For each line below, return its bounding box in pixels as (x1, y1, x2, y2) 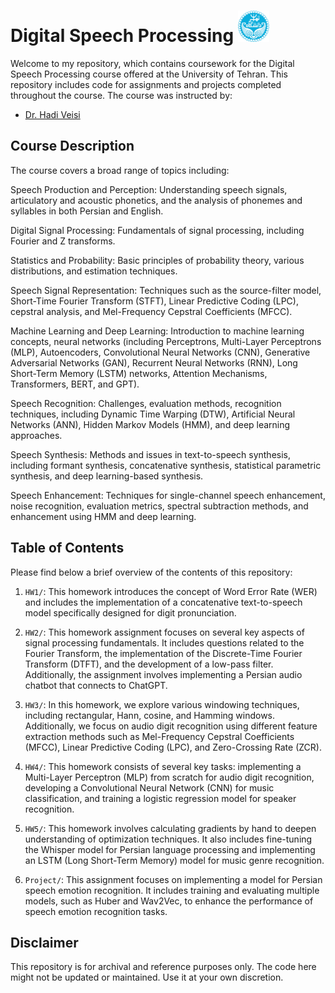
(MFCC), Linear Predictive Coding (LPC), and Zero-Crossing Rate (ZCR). (24, 741, 322, 753)
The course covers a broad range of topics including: (10, 164, 230, 176)
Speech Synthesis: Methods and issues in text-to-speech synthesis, (10, 448, 291, 460)
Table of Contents (10, 540, 125, 557)
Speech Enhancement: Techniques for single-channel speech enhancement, (10, 489, 326, 501)
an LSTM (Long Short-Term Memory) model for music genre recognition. (24, 854, 325, 866)
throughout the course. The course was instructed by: (10, 89, 233, 101)
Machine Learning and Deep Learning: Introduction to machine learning (10, 325, 305, 337)
